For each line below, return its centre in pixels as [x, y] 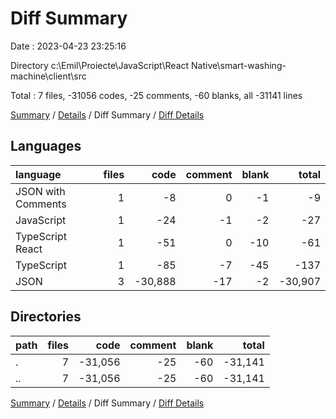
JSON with [40, 191]
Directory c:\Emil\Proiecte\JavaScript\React [100, 65]
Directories [46, 317]
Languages [46, 146]
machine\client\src [48, 76]
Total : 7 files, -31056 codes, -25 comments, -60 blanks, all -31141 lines [156, 95]
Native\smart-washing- [239, 65]
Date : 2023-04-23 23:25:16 [68, 46]
